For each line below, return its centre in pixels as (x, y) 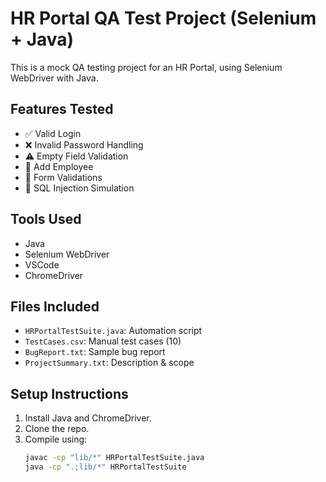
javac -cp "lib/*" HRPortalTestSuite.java (114, 458)
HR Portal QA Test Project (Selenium (163, 18)
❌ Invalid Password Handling (84, 144)
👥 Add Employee (59, 166)
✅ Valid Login (53, 133)
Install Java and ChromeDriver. (88, 418)
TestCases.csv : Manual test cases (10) (103, 341)
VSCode (42, 264)
